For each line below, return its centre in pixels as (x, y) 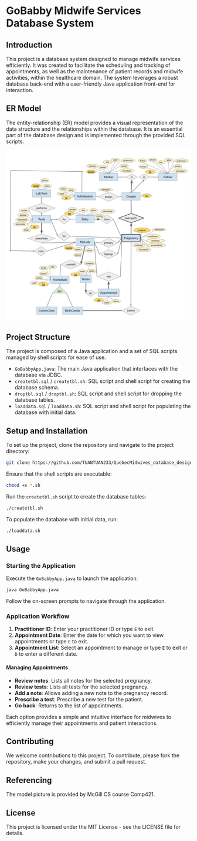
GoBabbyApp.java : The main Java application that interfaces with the (96, 369)
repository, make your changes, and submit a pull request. (76, 762)
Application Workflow (38, 616)
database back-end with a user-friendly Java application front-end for (91, 84)
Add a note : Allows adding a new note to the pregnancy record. (91, 693)
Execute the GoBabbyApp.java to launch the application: (72, 578)
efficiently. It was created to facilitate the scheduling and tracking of (88, 65)
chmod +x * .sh (23, 485)
